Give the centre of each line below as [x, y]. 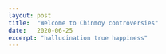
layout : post [30, 15]
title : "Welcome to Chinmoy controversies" [83, 23]
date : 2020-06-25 [41, 30]
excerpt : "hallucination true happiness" [78, 38]
